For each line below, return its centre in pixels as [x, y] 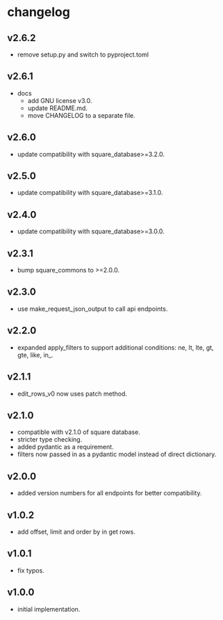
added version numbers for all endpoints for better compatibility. [109, 493]
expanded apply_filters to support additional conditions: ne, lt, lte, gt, [115, 347]
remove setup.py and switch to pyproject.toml [83, 54]
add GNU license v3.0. [60, 100]
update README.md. [58, 108]
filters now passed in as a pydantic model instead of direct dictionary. [117, 454]
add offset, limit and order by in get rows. [76, 532]
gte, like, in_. [35, 355]
